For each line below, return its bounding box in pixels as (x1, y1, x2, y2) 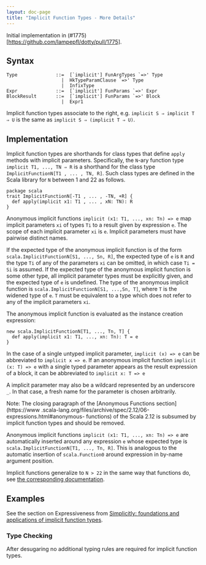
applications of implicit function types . (6, 516, 103, 523)
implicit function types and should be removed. (6, 419, 126, 427)
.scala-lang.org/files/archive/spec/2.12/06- (40, 406, 150, 414)
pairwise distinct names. (6, 234, 68, 242)
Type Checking (6, 531, 53, 540)
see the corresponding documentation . (6, 476, 105, 483)
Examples (6, 493, 45, 504)
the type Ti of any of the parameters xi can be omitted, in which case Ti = (6, 259, 195, 267)
